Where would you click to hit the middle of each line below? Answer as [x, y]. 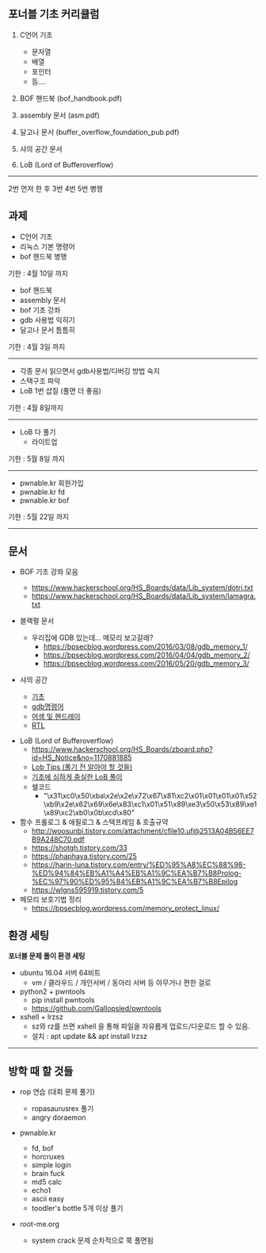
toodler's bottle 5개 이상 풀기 [77, 1209]
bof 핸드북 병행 [43, 256]
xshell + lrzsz [41, 1017]
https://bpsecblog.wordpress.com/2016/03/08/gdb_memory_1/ [145, 647]
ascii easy [48, 1199]
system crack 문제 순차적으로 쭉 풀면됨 [93, 1240]
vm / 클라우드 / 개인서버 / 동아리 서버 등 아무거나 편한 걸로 [121, 983]
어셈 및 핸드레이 [56, 717]
